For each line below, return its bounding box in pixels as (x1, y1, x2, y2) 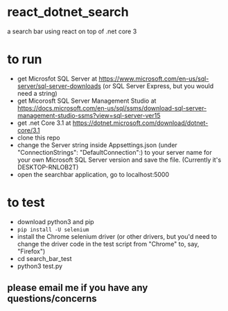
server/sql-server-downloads (17, 81, 102, 90)
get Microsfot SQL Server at (17, 74, 98, 83)
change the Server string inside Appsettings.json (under (17, 140, 178, 149)
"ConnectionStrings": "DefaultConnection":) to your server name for (17, 148, 213, 156)
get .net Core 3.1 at (17, 119, 71, 127)
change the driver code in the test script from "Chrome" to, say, (17, 239, 200, 248)
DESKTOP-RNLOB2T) (17, 162, 79, 171)
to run (7, 51, 43, 67)
